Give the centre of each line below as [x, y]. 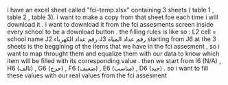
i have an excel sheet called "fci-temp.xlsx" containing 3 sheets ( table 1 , [111, 10]
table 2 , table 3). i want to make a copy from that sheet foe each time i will [113, 17]
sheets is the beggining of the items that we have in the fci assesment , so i [113, 46]
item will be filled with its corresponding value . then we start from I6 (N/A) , [114, 61]
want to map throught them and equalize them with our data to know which [113, 53]
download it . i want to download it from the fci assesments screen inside [111, 24]
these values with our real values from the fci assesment [87, 75]
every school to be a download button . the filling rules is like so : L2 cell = [112, 32]
